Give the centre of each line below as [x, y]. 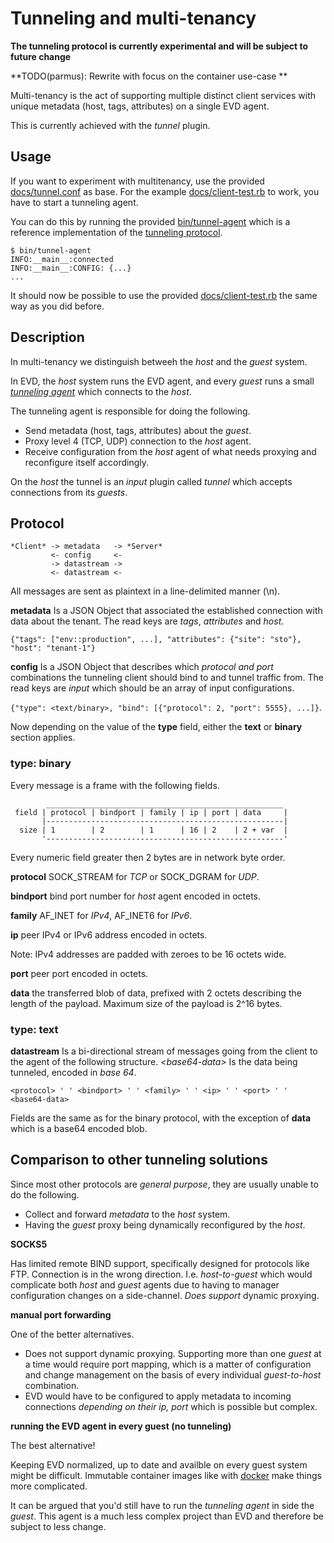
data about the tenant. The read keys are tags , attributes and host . [147, 621]
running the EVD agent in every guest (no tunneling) [121, 1426]
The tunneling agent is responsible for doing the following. [130, 411]
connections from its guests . [69, 492]
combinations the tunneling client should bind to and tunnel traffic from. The [167, 678]
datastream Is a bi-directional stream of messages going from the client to [164, 1051]
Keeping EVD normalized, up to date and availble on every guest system [159, 1464]
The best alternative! [53, 1445]
